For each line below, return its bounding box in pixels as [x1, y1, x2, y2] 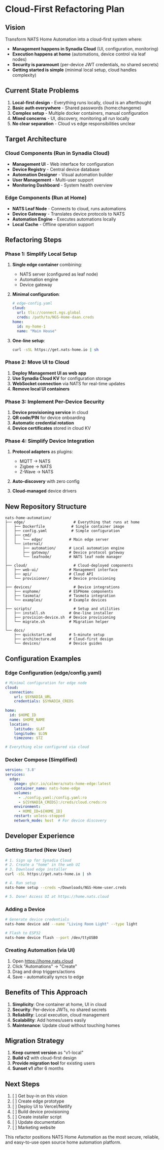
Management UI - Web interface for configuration [12, 161, 114, 167]
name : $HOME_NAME [9, 717, 45, 722]
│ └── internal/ [5, 542, 43, 547]
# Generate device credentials [5, 917, 69, 922]
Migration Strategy [5, 1037, 65, 1045]
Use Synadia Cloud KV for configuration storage [12, 375, 112, 381]
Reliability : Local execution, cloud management [12, 1012, 109, 1017]
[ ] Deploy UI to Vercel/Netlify [12, 1104, 72, 1109]
